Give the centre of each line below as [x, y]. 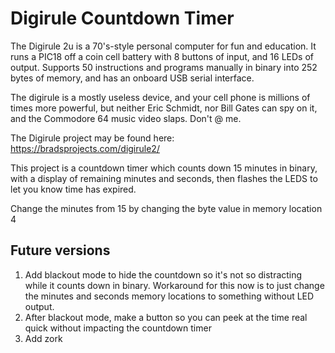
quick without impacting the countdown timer [118, 328]
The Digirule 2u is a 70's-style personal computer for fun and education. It [163, 46]
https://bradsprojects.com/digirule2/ [85, 148]
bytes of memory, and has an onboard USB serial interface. [132, 78]
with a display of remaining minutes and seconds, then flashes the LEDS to [164, 178]
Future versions [60, 250]
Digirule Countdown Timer [122, 18]
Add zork [43, 338]
